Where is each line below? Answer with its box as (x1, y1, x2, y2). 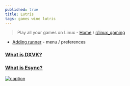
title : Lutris (5, 12, 34, 17)
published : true (5, 7, 38, 12)
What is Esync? (5, 64, 43, 71)
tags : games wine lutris (5, 16, 56, 21)
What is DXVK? (5, 51, 43, 58)
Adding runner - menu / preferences (12, 39, 86, 45)
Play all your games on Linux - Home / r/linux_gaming (17, 30, 125, 36)
